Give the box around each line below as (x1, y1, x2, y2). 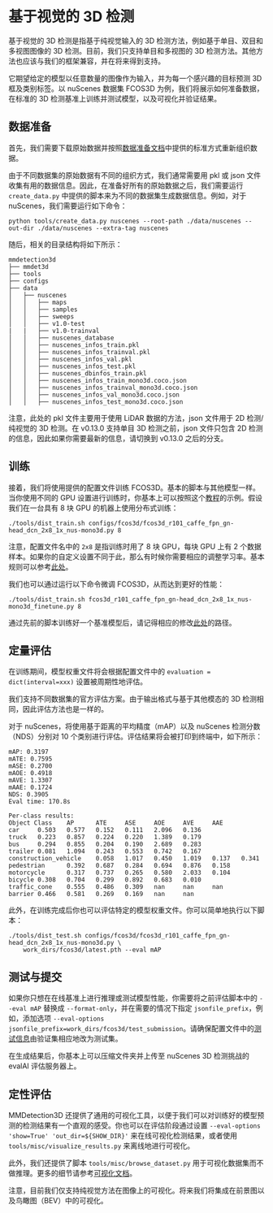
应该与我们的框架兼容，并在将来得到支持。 (22, 56, 165, 66)
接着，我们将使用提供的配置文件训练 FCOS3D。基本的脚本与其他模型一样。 (8, 483, 260, 492)
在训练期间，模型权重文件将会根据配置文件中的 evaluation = (8, 667, 211, 677)
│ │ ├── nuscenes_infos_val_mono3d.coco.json (8, 391, 180, 399)
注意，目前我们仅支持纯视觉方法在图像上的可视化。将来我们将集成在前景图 (8, 1185, 258, 1195)
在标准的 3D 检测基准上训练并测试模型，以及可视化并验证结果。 (8, 93, 222, 103)
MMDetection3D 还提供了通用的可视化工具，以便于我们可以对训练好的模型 (8, 1111, 258, 1120)
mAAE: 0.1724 (8, 783, 53, 792)
